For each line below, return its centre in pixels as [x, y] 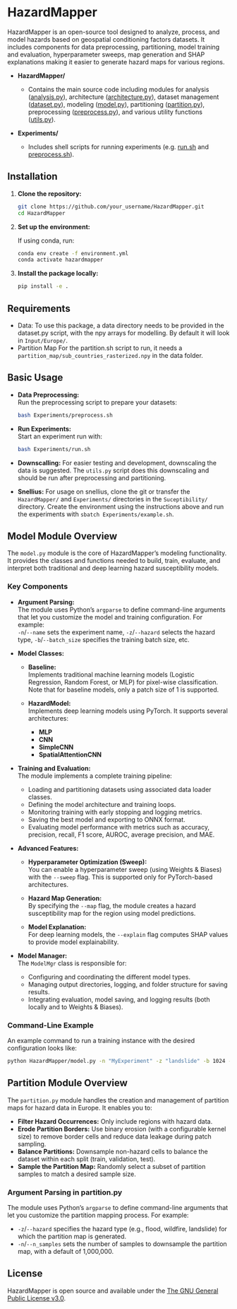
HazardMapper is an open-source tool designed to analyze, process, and [114, 32]
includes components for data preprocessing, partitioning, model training [114, 47]
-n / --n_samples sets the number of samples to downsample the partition [122, 1244]
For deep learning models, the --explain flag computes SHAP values [128, 934]
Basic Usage [35, 378]
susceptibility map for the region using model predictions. [112, 913]
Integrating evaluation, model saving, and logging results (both [119, 999]
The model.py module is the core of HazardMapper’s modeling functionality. [117, 553]
